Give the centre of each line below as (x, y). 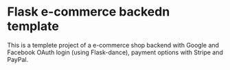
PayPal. (18, 59)
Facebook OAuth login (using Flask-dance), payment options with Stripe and (115, 52)
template (33, 26)
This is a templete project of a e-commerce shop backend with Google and (113, 45)
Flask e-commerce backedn (89, 12)
